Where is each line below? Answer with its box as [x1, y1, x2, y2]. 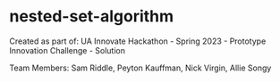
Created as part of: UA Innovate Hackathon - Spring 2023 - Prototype [9, 36, 267, 46]
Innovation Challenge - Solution [9, 45, 125, 55]
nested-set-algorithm [9, 6, 174, 27]
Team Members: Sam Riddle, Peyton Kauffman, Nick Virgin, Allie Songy [9, 62, 272, 73]
